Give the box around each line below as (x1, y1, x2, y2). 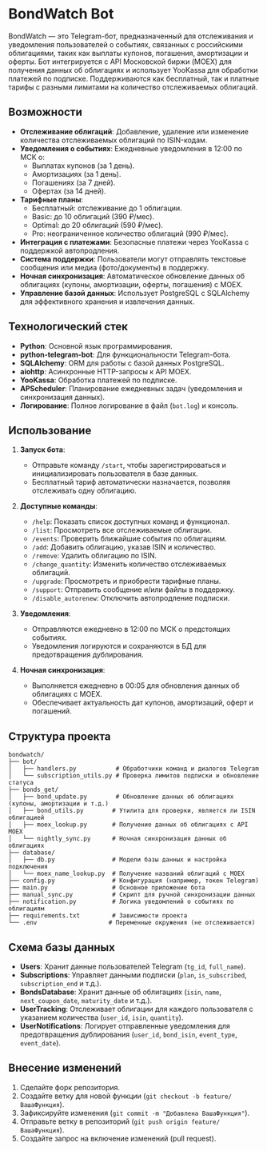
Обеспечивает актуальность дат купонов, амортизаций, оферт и (31, 697, 253, 708)
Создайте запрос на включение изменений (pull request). (19, 1133, 217, 1143)
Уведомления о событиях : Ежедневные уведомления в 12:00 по (19, 143, 243, 153)
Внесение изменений (8, 1061, 122, 1075)
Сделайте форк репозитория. (19, 1082, 121, 1092)
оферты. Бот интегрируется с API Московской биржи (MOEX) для (8, 57, 232, 66)
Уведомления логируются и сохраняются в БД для (31, 641, 206, 651)
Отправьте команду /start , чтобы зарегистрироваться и (31, 461, 226, 470)
